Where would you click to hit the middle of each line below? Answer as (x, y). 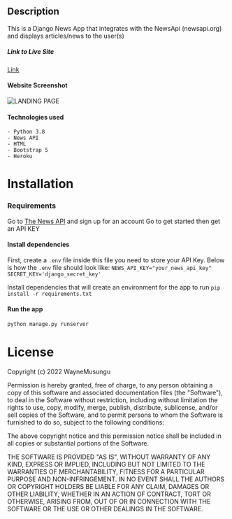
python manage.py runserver (48, 325)
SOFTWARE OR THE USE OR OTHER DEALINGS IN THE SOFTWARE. (105, 509)
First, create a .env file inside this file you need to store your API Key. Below (116, 260)
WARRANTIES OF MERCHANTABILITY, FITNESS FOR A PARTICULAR (106, 471)
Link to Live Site (31, 52)
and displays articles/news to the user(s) (66, 36)
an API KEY (23, 228)
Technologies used (36, 117)
